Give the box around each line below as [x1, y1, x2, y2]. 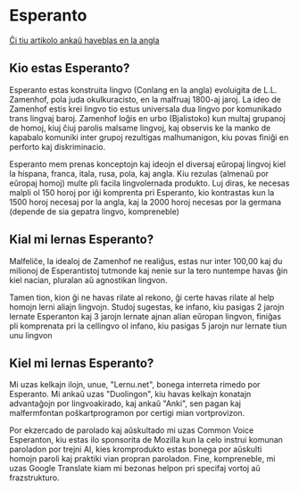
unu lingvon [9, 329, 53, 340]
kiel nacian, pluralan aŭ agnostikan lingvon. [9, 274, 168, 286]
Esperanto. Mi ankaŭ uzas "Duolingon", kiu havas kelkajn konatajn [9, 389, 252, 400]
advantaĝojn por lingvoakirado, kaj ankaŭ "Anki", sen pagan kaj [9, 398, 241, 409]
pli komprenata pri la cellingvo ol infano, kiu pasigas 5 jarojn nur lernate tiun [9, 320, 287, 331]
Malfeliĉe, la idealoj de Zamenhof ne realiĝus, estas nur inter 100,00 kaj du [9, 255, 283, 266]
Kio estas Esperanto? [9, 61, 130, 76]
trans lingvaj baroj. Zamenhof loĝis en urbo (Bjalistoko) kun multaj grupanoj [9, 112, 286, 123]
